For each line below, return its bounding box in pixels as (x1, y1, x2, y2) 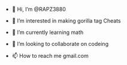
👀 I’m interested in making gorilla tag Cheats (11, 17, 121, 24)
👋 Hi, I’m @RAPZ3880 (11, 6, 66, 13)
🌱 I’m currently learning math (11, 29, 84, 36)
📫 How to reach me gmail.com (11, 52, 89, 59)
